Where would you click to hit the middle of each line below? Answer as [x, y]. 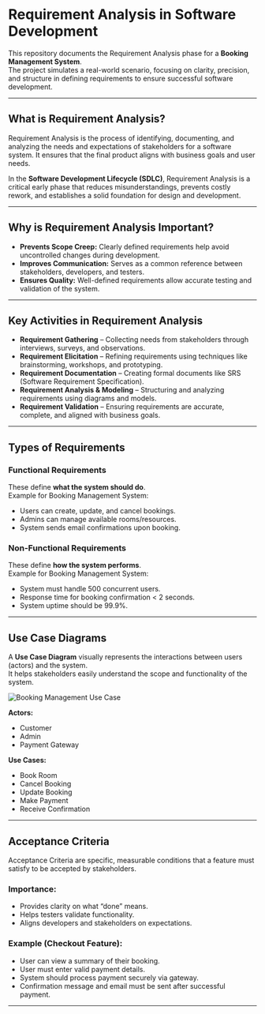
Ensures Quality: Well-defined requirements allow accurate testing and [136, 280]
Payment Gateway [49, 745]
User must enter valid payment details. [82, 969]
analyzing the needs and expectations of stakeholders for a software [120, 146]
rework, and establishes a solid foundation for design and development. [125, 195]
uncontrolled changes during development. [90, 255]
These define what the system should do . [77, 487]
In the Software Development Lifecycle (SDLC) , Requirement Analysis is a [129, 178]
